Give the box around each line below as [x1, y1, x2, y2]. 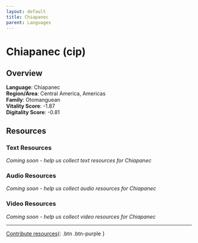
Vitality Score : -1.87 [6, 102, 55, 109]
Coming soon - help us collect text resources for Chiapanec [6, 157, 152, 164]
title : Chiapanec [6, 14, 49, 20]
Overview [6, 68, 43, 78]
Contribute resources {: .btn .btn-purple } [6, 230, 105, 237]
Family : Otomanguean [6, 96, 61, 104]
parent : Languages [6, 19, 51, 25]
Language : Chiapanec [6, 84, 61, 91]
